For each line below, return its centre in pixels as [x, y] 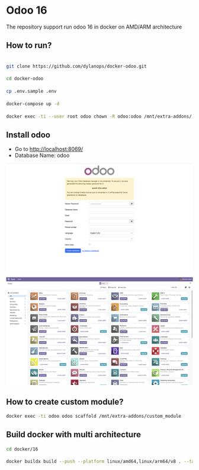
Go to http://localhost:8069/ [49, 149]
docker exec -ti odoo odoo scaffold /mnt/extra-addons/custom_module [94, 416]
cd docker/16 [22, 449]
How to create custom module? [65, 402]
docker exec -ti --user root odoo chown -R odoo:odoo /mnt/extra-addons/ [99, 116]
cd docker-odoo [25, 79]
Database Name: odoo [42, 156]
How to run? [29, 45]
